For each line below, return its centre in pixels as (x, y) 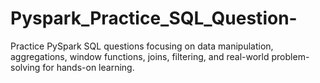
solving (25, 67)
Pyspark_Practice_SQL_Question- (154, 18)
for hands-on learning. (88, 67)
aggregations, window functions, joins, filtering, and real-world (140, 56)
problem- (290, 56)
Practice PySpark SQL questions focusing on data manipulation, (142, 46)
